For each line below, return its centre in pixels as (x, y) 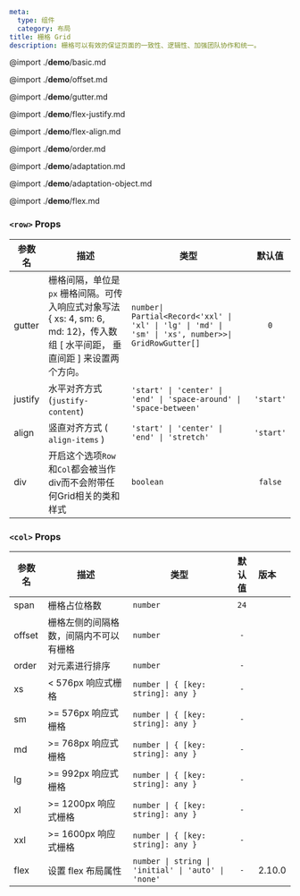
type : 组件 (36, 20)
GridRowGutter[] (166, 343)
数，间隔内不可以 (83, 636)
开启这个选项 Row (82, 456)
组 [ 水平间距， (79, 345)
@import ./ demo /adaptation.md (67, 166)
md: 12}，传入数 (83, 331)
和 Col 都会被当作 (82, 469)
